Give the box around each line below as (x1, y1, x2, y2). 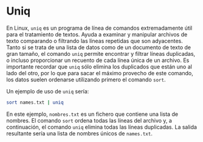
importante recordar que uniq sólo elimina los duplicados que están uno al (6, 63, 193, 70)
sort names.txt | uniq (6, 99, 64, 106)
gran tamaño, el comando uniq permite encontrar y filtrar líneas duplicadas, (6, 50, 196, 57)
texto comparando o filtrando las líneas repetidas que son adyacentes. (6, 37, 184, 44)
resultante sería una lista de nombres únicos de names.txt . (6, 129, 153, 137)
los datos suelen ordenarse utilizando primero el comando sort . (6, 76, 166, 83)
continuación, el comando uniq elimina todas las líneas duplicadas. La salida (6, 123, 198, 130)
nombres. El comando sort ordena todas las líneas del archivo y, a (6, 117, 172, 124)
